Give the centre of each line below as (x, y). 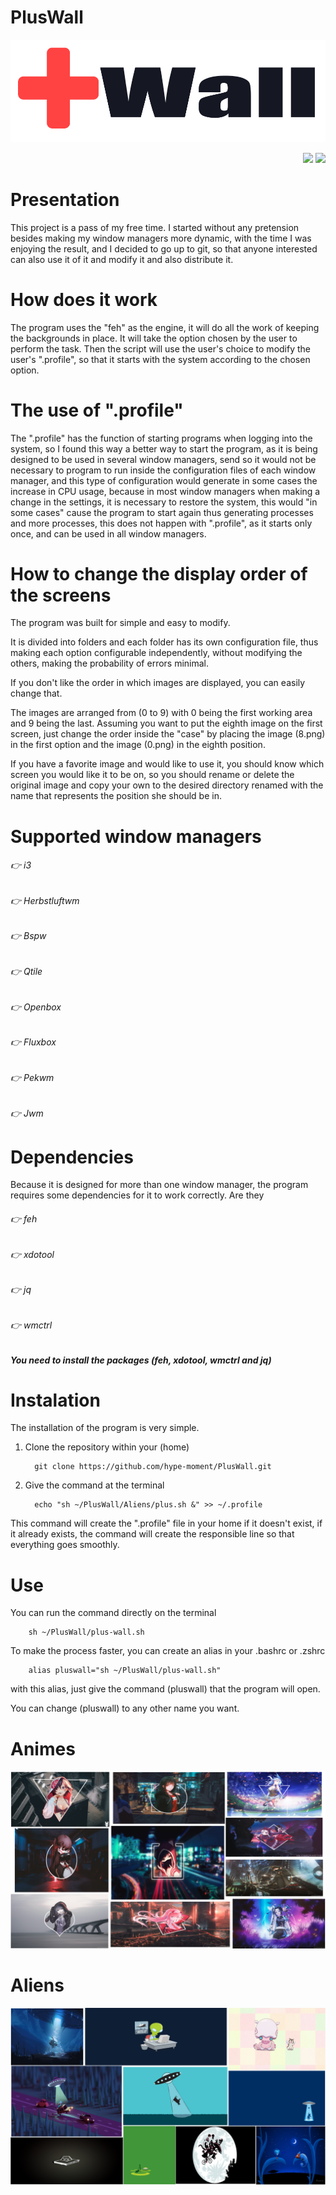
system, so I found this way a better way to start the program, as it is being (164, 448)
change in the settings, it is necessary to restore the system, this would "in (164, 502)
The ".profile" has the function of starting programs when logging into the (161, 438)
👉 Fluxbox (33, 1042)
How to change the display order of (159, 573)
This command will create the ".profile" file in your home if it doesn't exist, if (166, 1523)
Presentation (65, 199)
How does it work (84, 299)
